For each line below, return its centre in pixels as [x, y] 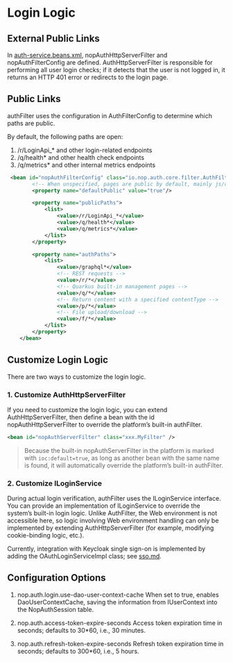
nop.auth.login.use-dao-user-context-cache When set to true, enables [118, 595]
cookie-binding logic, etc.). [46, 536]
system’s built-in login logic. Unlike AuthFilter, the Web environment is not [112, 513]
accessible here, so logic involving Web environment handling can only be [113, 521]
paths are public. [31, 123]
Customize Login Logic [58, 360]
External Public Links [54, 39]
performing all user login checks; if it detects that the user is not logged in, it [116, 70]
